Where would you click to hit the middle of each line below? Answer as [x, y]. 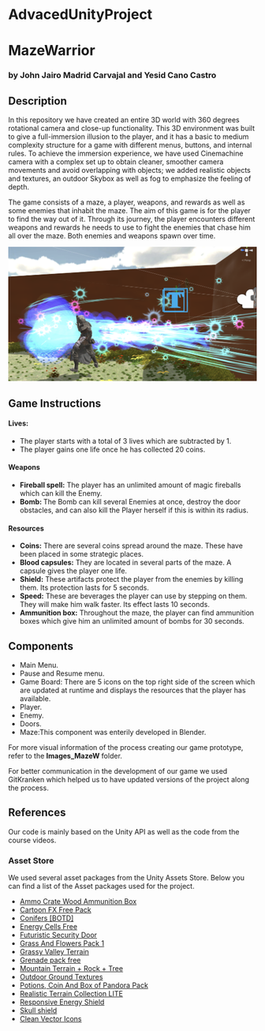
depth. [19, 187]
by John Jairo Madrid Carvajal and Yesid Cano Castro [112, 75]
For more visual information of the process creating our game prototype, [126, 748]
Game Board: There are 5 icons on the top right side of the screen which [137, 682]
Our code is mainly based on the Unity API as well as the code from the [124, 831]
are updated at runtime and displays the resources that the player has [132, 690]
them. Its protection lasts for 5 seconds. [84, 588]
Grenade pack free [50, 960]
